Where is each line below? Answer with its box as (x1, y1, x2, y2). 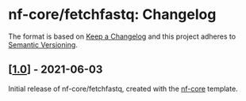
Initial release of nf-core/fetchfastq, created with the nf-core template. (8, 84, 238, 93)
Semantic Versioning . (8, 39, 78, 49)
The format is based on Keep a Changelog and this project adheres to (8, 32, 236, 41)
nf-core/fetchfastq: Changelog (8, 6, 217, 24)
